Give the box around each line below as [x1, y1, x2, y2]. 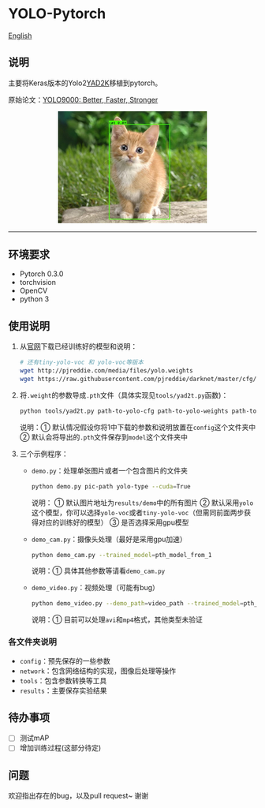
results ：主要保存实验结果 [19, 686, 107, 695]
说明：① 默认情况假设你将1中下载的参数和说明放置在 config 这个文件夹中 [19, 422, 256, 432]
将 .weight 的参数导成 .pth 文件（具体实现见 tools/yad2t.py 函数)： [19, 390, 229, 399]
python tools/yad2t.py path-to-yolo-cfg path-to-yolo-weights [19, 407, 229, 415]
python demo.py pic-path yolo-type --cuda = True [31, 482, 191, 490]
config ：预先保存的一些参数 [19, 656, 110, 665]
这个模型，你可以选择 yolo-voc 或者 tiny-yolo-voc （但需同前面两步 [31, 507, 244, 517]
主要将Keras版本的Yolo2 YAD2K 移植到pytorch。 [8, 78, 162, 88]
